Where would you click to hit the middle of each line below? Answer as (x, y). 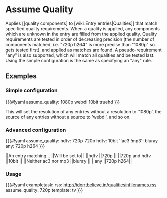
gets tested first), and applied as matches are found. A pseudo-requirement (83, 50)
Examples (21, 76)
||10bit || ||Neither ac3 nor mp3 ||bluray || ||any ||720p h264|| (69, 161)
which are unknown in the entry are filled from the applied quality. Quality (81, 34)
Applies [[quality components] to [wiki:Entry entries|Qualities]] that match (81, 23)
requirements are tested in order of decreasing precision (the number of (80, 39)
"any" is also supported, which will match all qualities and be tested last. (80, 55)
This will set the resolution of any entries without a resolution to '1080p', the (83, 111)
